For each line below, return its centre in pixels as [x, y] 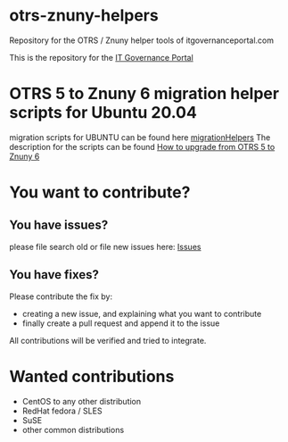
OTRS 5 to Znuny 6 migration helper [144, 94]
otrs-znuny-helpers [84, 16]
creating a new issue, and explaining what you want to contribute [142, 313]
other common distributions [73, 429]
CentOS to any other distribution [82, 401]
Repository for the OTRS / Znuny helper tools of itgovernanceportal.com [142, 40]
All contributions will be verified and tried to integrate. [108, 340]
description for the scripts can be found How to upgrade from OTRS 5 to [142, 146]
